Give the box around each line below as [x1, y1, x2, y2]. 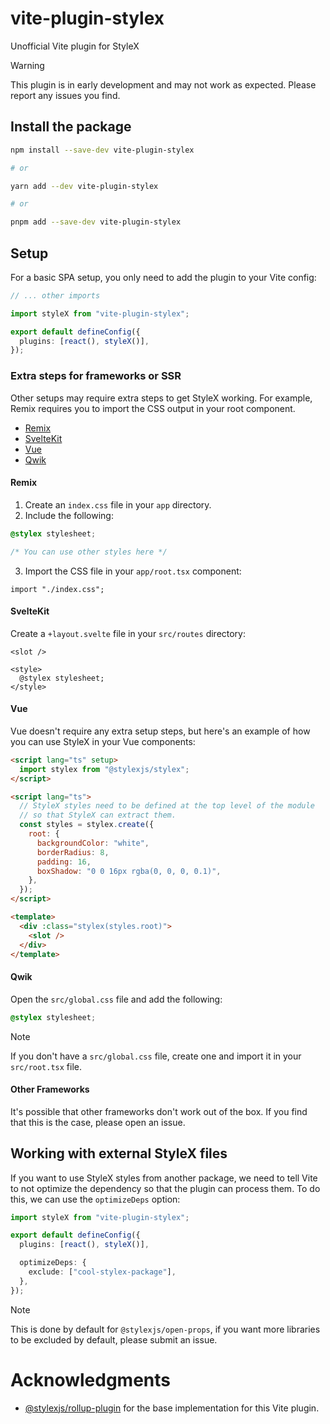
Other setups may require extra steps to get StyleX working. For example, [10, 392, 313, 404]
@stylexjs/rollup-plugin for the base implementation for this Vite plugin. [24, 1402, 320, 1414]
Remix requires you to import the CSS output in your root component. [10, 402, 296, 414]
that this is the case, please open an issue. [10, 1116, 186, 1128]
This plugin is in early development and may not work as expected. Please [10, 78, 317, 91]
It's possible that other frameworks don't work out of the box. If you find [10, 1105, 308, 1117]
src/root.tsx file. [10, 1060, 83, 1072]
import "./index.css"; [10, 584, 105, 594]
